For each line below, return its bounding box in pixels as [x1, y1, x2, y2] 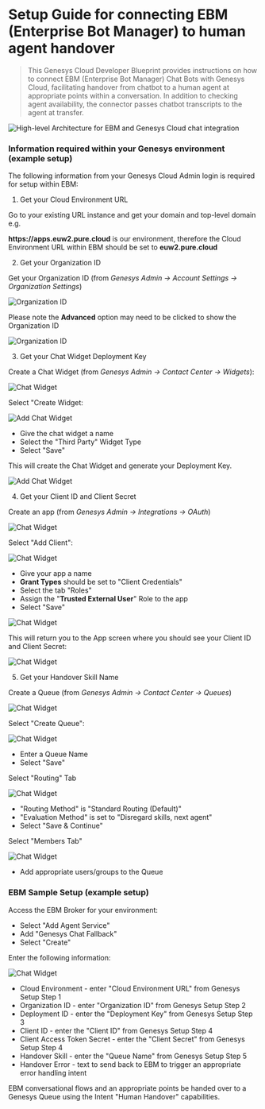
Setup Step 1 [19, 991, 62, 1002]
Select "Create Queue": [8, 719, 85, 728]
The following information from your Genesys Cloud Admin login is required [8, 171, 255, 180]
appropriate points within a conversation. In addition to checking [27, 91, 238, 100]
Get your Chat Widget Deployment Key [19, 352, 147, 361]
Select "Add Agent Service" [19, 920, 110, 930]
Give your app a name [19, 569, 93, 578]
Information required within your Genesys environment [8, 143, 225, 154]
